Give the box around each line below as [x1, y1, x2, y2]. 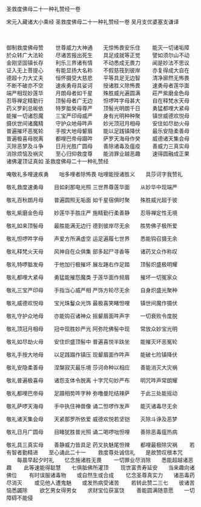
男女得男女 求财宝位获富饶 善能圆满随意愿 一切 [50, 487, 195, 494]
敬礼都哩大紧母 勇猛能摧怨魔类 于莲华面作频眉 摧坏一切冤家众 [6, 274, 177, 281]
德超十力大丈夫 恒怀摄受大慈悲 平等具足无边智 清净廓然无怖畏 [6, 75, 189, 81]
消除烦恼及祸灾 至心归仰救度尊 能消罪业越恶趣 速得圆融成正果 [6, 150, 189, 157]
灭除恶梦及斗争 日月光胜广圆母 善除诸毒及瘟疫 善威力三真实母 [6, 143, 189, 150]
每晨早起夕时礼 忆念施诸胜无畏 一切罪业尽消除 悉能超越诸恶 [16, 457, 194, 463]
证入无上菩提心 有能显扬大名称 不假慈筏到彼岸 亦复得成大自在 [6, 67, 189, 74]
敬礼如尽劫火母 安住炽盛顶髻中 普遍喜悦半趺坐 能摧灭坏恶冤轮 [6, 338, 177, 345]
